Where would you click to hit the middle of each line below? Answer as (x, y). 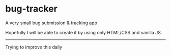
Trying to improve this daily (34, 47)
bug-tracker (31, 9)
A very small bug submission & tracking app (51, 23)
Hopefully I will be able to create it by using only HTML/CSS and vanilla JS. (84, 32)
